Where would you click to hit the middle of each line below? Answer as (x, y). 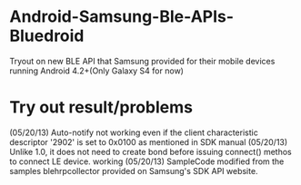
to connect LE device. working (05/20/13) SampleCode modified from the (147, 161)
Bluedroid (47, 36)
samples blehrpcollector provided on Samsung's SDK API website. (134, 170)
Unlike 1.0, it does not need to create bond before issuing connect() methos (151, 151)
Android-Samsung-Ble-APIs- (122, 17)
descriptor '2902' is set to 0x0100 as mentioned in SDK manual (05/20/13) (149, 141)
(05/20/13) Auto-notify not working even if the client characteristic (134, 132)
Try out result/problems (101, 107)
